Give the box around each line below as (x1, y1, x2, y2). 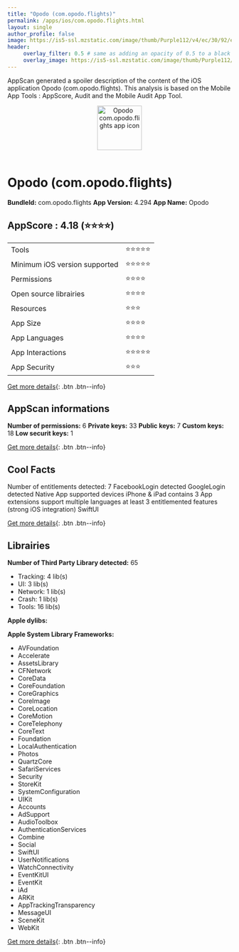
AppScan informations (7, 403, 110, 415)
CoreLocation (17, 704, 58, 712)
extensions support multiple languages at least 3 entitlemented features (7, 497, 218, 506)
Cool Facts (7, 463, 55, 475)
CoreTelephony (17, 719, 63, 728)
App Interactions (11, 348, 66, 357)
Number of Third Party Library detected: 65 (7, 558, 139, 566)
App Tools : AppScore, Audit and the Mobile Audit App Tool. (7, 91, 183, 100)
